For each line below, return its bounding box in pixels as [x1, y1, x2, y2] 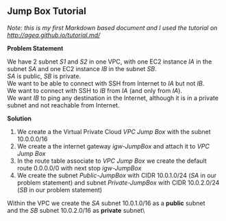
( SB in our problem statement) [16, 185, 103, 194]
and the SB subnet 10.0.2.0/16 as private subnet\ [7, 206, 145, 214]
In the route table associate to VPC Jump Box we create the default [16, 157, 207, 165]
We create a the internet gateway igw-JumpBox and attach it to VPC [16, 142, 210, 150]
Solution [7, 114, 32, 122]
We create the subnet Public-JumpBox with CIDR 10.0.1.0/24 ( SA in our [16, 171, 217, 179]
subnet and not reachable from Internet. [7, 101, 120, 109]
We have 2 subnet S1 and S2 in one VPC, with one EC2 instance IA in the [7, 57, 212, 66]
